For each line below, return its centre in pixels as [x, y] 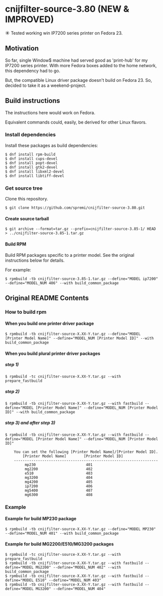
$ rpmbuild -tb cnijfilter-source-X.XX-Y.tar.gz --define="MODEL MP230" [81, 529]
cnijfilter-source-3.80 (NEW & [67, 9]
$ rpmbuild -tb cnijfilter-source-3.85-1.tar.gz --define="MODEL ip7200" [82, 279]
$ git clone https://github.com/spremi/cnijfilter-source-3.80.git [75, 208]
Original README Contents [47, 298]
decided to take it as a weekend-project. [46, 85]
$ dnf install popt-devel [31, 163]
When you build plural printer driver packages [53, 353]
